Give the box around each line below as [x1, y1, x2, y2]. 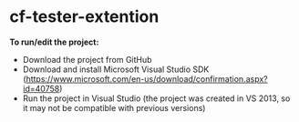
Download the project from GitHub [22, 54, 152, 65]
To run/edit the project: [9, 36, 99, 47]
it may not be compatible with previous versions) [22, 102, 206, 113]
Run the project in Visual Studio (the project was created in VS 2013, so [22, 93, 291, 104]
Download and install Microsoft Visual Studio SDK [22, 64, 210, 75]
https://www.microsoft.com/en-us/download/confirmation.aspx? [26, 73, 268, 84]
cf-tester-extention [9, 6, 160, 27]
